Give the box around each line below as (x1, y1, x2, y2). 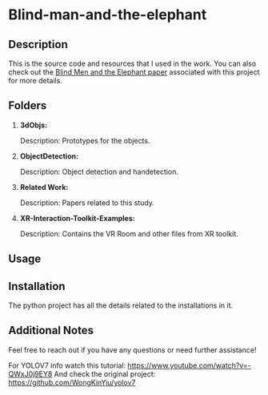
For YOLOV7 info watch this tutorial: (8, 361, 126, 370)
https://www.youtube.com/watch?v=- (127, 361, 252, 370)
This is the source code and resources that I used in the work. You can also (8, 58, 257, 68)
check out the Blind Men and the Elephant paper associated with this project (8, 67, 260, 77)
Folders (8, 99, 47, 113)
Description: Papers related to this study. (19, 198, 154, 208)
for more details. (8, 76, 62, 85)
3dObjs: (19, 120, 48, 130)
